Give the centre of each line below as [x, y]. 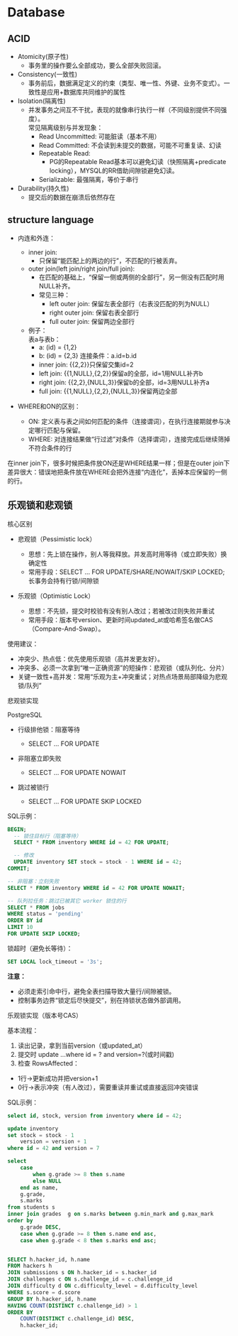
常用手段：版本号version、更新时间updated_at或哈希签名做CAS [120, 619]
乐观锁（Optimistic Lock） [56, 596]
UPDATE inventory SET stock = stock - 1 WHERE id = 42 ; [98, 862]
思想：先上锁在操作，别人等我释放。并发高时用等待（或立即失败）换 [127, 554]
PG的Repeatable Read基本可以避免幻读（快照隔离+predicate [138, 162]
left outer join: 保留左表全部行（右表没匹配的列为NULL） [131, 303]
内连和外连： [36, 238]
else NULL [47, 1181]
